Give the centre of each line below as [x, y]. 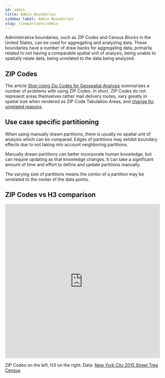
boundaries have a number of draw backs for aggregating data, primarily [79, 48]
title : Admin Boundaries [30, 14]
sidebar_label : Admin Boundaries [39, 19]
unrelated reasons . [24, 107]
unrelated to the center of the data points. [47, 179]
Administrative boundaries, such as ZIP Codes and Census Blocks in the [78, 37]
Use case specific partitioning [52, 122]
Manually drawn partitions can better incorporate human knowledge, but [79, 154]
